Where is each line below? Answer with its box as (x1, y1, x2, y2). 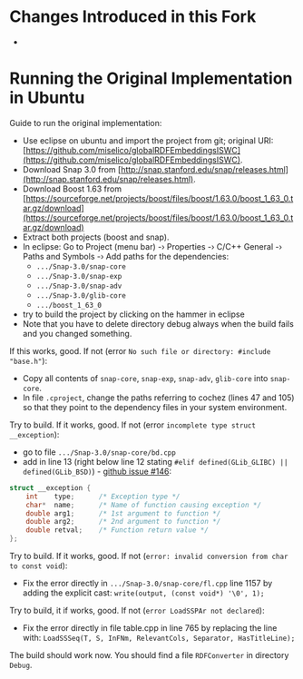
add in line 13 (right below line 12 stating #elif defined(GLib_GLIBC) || (22, 456, 288, 467)
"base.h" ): (9, 355, 48, 366)
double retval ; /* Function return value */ (25, 526, 209, 535)
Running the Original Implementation (9, 68, 293, 89)
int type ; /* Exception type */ (25, 492, 181, 501)
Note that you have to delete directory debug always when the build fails (22, 318, 295, 329)
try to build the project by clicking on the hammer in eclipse (22, 309, 245, 320)
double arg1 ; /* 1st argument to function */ (25, 508, 221, 518)
